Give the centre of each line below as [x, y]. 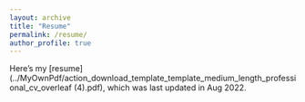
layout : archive [40, 18]
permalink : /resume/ [49, 34]
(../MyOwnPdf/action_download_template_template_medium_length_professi [153, 79]
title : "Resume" [40, 26]
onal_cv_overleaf [41, 88]
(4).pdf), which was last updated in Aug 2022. [160, 88]
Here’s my [28, 69]
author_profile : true [51, 43]
